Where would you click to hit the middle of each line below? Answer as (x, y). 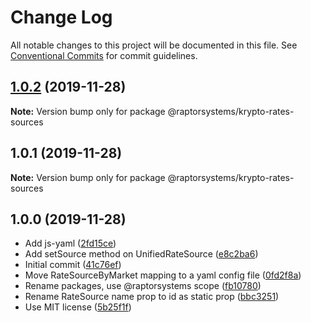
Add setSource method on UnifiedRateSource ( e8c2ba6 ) (141, 254)
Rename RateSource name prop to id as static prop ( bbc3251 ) (152, 297)
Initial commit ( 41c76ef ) (73, 265)
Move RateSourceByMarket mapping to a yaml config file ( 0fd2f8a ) (163, 275)
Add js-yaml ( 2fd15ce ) (70, 243)
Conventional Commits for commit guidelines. (104, 55)
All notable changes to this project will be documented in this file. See (154, 45)
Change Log (61, 17)
